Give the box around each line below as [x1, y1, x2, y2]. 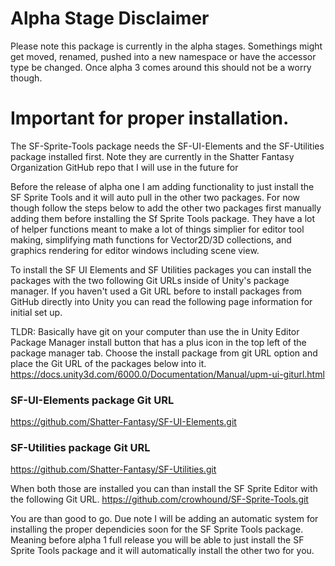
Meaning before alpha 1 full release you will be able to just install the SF [10, 534, 305, 546]
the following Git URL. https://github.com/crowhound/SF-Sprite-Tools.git [10, 493, 309, 506]
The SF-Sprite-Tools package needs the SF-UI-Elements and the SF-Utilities [10, 140, 325, 152]
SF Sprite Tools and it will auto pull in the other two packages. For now [10, 191, 301, 203]
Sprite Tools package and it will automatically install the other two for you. [10, 545, 315, 557]
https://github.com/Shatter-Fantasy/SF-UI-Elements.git [10, 416, 237, 428]
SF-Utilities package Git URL [10, 441, 151, 455]
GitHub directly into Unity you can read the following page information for [10, 295, 313, 307]
